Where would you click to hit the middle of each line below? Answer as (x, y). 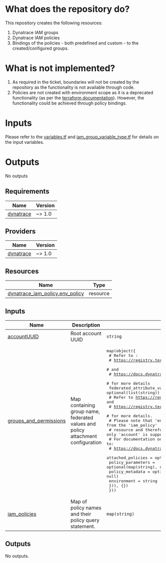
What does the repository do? (67, 9)
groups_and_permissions (37, 421)
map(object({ (121, 351)
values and (83, 424)
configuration (86, 442)
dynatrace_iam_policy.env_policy (46, 293)
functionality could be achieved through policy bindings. (69, 103)
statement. (83, 526)
